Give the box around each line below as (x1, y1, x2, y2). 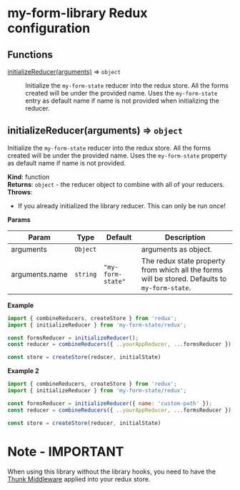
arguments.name (11, 269, 68, 279)
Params (7, 215, 31, 224)
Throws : (7, 188, 33, 196)
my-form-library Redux (7, 5, 148, 21)
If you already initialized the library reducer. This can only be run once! (17, 201, 226, 210)
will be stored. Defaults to (141, 273, 227, 283)
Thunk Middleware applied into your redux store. (7, 474, 151, 483)
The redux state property (141, 255, 226, 265)
